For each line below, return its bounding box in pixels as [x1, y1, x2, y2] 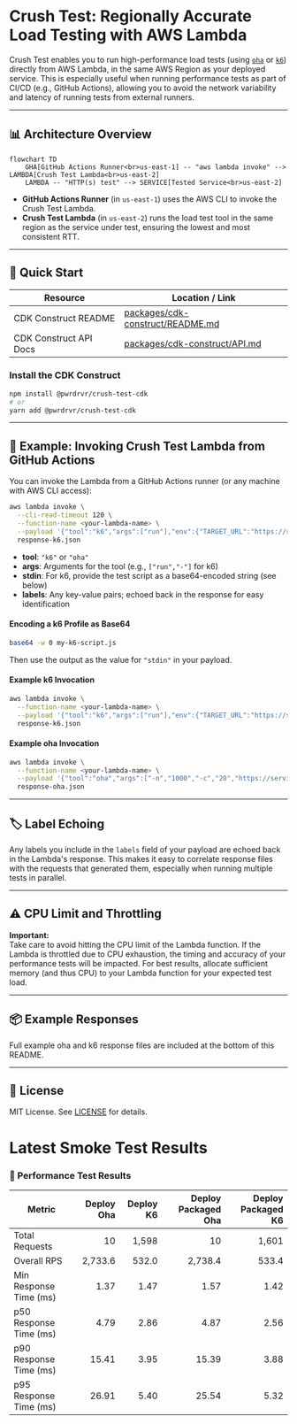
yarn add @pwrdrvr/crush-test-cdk [9, 405, 137, 415]
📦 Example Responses [9, 1012, 139, 1028]
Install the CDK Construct [9, 369, 121, 381]
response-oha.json [17, 782, 86, 791]
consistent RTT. [21, 231, 80, 242]
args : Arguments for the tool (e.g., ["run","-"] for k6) [21, 560, 219, 572]
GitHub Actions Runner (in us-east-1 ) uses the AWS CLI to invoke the [21, 193, 278, 204]
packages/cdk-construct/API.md [124, 337, 263, 350]
